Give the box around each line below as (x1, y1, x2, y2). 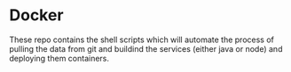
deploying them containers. (9, 53, 109, 63)
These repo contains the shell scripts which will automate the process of (9, 34, 275, 45)
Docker (9, 5, 64, 25)
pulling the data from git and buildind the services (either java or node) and (9, 43, 283, 54)
